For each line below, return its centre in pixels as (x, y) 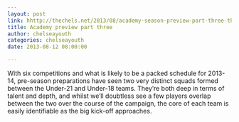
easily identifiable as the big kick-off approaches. (80, 111)
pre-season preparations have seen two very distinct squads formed (118, 81)
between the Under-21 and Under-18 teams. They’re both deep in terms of (116, 88)
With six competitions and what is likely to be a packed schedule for (107, 73)
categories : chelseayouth (46, 40)
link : (15, 21)
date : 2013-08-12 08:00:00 (47, 47)
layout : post (27, 14)
